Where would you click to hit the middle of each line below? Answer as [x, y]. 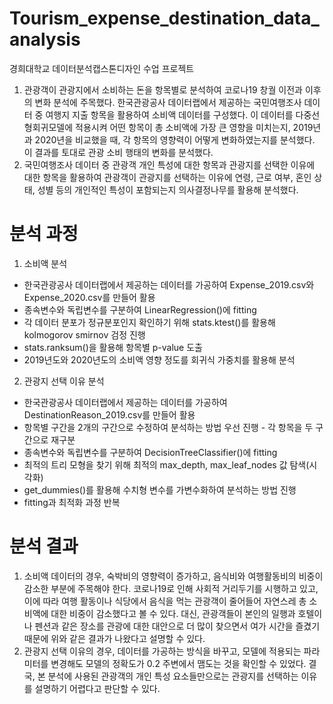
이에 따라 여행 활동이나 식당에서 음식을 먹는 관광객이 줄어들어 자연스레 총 [165, 601]
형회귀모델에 [48, 127]
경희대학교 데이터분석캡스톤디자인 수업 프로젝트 [102, 68]
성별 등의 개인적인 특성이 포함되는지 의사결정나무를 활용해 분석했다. [168, 189]
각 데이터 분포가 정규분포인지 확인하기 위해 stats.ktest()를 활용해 [149, 322]
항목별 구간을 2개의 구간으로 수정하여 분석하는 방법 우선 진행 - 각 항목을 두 [168, 427]
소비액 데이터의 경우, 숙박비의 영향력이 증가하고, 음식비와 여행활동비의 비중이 [173, 576]
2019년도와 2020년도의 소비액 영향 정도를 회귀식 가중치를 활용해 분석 [159, 359]
